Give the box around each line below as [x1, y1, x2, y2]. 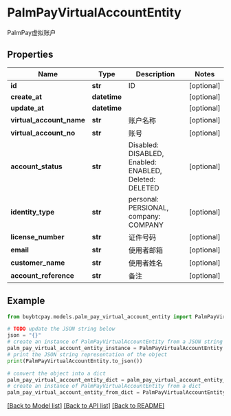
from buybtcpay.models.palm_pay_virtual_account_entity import [7, 313, 192, 320]
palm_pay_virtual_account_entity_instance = [7, 345, 137, 352]
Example [7, 295, 45, 307]
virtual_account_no [10, 128, 76, 138]
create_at [10, 91, 43, 101]
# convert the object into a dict [7, 370, 107, 377]
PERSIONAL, [128, 203, 169, 212]
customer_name [10, 258, 65, 267]
